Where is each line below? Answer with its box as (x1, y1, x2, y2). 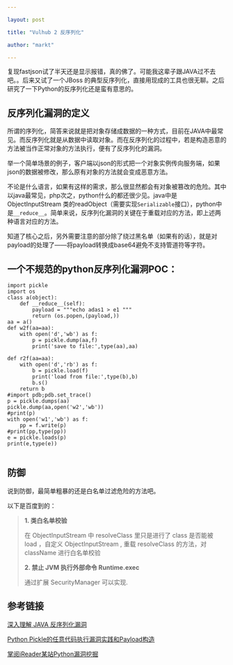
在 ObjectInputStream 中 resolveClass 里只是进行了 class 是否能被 (24, 531, 214, 539)
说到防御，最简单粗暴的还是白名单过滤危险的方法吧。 (7, 486, 160, 495)
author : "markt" (7, 41, 54, 49)
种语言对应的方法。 (7, 217, 63, 226)
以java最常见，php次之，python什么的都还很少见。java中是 (7, 191, 177, 200)
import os (7, 288, 36, 295)
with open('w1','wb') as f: (7, 416, 89, 423)
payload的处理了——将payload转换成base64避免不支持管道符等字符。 (7, 241, 209, 249)
